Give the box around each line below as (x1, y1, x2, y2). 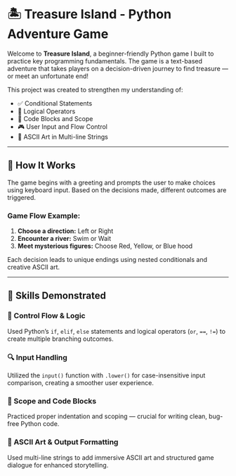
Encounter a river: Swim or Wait (17, 234, 111, 243)
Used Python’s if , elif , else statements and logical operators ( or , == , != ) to (7, 327, 226, 335)
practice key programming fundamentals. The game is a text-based (7, 56, 202, 65)
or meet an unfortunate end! (7, 72, 89, 80)
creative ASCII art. (7, 263, 60, 272)
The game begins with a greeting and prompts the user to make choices (7, 178, 216, 187)
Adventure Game (7, 26, 109, 42)
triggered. (7, 193, 37, 201)
